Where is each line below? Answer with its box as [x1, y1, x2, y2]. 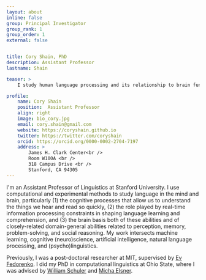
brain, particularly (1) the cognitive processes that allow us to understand [6, 196, 191, 204]
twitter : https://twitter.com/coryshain [17, 133, 122, 139]
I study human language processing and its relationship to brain [17, 82, 191, 88]
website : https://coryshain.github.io [17, 127, 116, 133]
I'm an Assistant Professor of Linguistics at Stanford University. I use [6, 183, 180, 191]
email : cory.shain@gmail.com [17, 121, 92, 127]
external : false [6, 37, 48, 43]
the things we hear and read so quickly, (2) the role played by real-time [6, 203, 186, 210]
